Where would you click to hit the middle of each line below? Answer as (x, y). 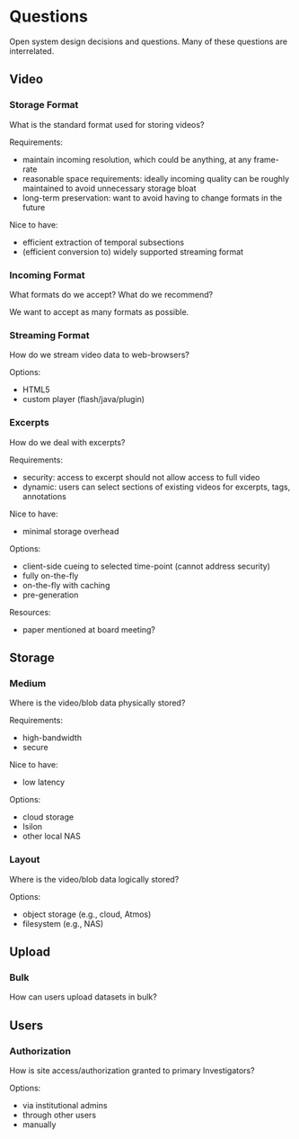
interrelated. (32, 50)
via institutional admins (65, 1105)
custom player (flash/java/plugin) (84, 399)
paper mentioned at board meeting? (88, 629)
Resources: (30, 612)
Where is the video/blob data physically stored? (97, 703)
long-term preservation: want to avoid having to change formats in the (152, 197)
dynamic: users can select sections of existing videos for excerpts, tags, (156, 487)
